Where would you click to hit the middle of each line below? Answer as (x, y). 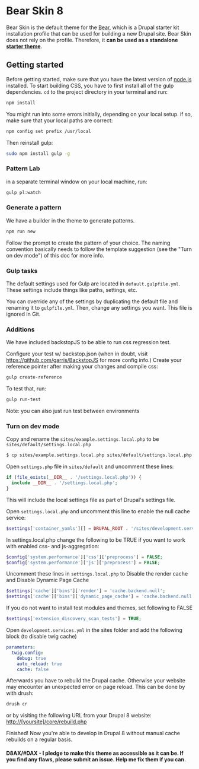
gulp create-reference (34, 377)
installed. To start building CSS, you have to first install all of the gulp (90, 85)
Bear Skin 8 (35, 11)
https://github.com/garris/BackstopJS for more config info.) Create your (94, 360)
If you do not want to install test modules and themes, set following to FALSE (99, 608)
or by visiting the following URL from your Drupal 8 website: (79, 716)
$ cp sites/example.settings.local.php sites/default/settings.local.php (99, 455)
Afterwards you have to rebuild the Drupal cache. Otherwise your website (96, 681)
